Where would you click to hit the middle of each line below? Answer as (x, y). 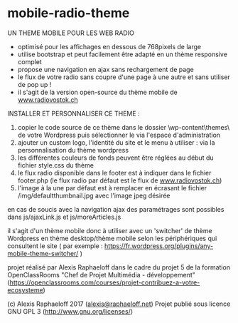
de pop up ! (34, 84)
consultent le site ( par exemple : (55, 246)
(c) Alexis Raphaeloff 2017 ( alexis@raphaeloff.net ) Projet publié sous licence (119, 304)
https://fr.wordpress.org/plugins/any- (159, 246)
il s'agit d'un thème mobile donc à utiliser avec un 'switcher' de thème (110, 230)
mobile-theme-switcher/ (43, 253)
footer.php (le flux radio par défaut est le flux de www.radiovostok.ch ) (120, 180)
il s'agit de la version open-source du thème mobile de (97, 92)
